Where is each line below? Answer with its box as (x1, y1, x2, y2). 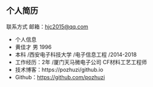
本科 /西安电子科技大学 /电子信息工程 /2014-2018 (15, 51, 137, 58)
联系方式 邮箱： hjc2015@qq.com (6, 23, 89, 30)
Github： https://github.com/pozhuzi (15, 73, 105, 80)
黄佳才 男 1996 (15, 43, 52, 50)
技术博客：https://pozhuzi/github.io (15, 66, 104, 73)
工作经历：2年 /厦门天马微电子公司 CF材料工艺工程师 (15, 58, 147, 65)
